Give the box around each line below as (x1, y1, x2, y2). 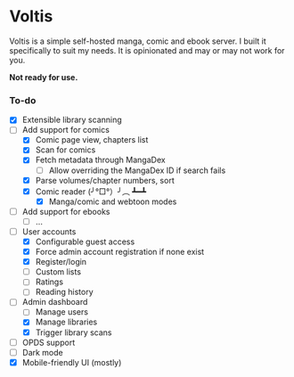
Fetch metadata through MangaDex (35, 154, 167, 166)
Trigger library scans (35, 327, 112, 338)
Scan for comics (35, 144, 96, 155)
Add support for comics (21, 125, 110, 135)
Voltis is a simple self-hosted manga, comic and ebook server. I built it (9, 36, 266, 46)
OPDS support (21, 337, 76, 348)
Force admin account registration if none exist (35, 247, 205, 258)
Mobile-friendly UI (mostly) (21, 357, 122, 367)
